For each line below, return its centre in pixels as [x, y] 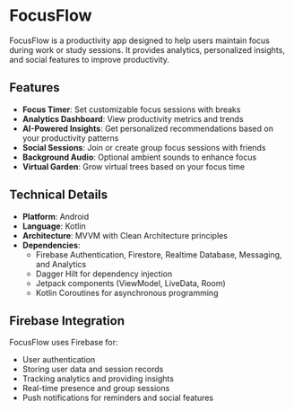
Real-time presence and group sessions [96, 388]
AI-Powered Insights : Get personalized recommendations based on [147, 128]
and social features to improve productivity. [90, 59]
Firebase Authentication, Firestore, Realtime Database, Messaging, [159, 254]
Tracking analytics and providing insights [98, 379]
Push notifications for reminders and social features [118, 398]
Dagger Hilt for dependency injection [104, 274]
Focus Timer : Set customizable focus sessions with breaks [131, 109]
